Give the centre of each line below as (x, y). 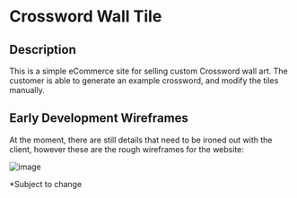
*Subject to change (46, 184)
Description (43, 50)
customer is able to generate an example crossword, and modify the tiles (144, 81)
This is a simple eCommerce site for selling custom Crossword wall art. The (149, 71)
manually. (27, 90)
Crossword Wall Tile (86, 17)
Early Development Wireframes (99, 118)
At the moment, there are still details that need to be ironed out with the (141, 140)
